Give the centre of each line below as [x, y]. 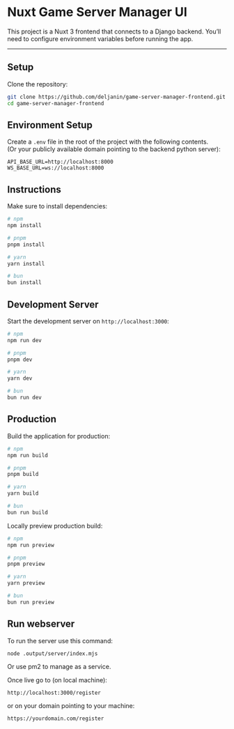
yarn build [23, 493]
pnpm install [26, 245]
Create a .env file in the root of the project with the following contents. [108, 142]
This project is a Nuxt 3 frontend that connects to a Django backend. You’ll [114, 31]
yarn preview [26, 583]
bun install [24, 283]
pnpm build [23, 475]
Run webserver [41, 624]
